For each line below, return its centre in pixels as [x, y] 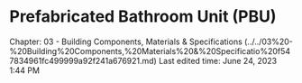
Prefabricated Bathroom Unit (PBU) [143, 17]
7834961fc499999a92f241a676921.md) [83, 60]
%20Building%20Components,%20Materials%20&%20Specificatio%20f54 [150, 51]
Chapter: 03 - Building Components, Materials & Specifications [126, 41]
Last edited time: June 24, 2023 [218, 60]
